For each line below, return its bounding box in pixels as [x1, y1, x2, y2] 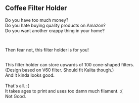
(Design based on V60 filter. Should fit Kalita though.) [5, 67, 114, 73]
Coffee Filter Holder [5, 4, 67, 12]
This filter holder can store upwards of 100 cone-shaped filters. [5, 61, 135, 67]
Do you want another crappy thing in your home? [5, 27, 105, 34]
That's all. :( [5, 83, 30, 89]
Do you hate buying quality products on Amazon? [5, 22, 106, 28]
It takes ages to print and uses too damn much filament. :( [5, 88, 123, 94]
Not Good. [5, 93, 26, 99]
